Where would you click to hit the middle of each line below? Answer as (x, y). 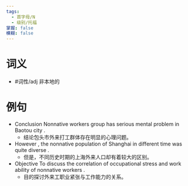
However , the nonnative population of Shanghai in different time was (98, 144)
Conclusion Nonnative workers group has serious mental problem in (97, 124)
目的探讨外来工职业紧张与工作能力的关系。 (75, 177)
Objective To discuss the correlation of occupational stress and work (98, 164)
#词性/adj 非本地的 (37, 82)
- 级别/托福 (24, 22)
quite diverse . (32, 150)
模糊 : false (20, 33)
